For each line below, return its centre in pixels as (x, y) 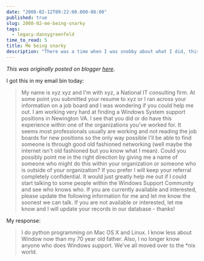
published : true (27, 18)
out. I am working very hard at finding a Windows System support (103, 112)
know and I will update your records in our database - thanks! (98, 209)
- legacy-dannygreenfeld (43, 35)
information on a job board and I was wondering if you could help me (107, 105)
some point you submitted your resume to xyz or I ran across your (104, 99)
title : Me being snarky (36, 46)
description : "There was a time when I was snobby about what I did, (96, 52)
